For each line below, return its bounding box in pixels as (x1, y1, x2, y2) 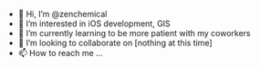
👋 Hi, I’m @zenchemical (17, 9, 108, 19)
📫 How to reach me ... (17, 48, 103, 58)
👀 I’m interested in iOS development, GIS (17, 18, 171, 29)
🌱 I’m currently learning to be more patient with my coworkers (17, 28, 251, 38)
